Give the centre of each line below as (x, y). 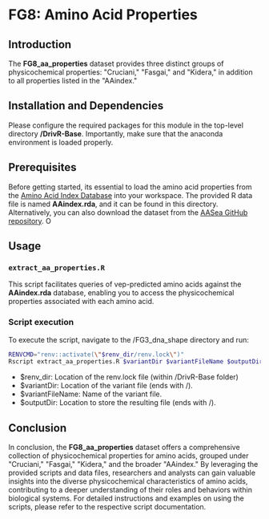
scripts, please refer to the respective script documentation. (107, 507)
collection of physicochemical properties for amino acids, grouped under (128, 456)
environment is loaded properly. (61, 142)
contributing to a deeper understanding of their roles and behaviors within (130, 490)
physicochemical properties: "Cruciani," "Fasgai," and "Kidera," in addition (131, 72)
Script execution (41, 322)
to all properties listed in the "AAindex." (73, 81)
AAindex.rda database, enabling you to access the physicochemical (121, 293)
